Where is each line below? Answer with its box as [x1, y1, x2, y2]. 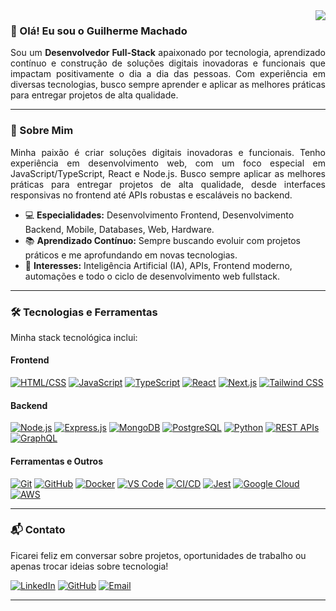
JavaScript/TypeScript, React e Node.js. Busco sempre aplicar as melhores [10, 167, 326, 179]
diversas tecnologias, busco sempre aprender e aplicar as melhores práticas [10, 79, 326, 91]
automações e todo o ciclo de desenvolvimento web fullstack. [24, 270, 280, 282]
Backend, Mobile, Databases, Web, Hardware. [24, 223, 215, 235]
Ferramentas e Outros [10, 455, 103, 467]
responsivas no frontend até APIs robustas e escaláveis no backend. [10, 189, 293, 201]
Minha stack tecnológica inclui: [10, 331, 138, 343]
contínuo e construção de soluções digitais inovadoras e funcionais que [10, 57, 326, 69]
